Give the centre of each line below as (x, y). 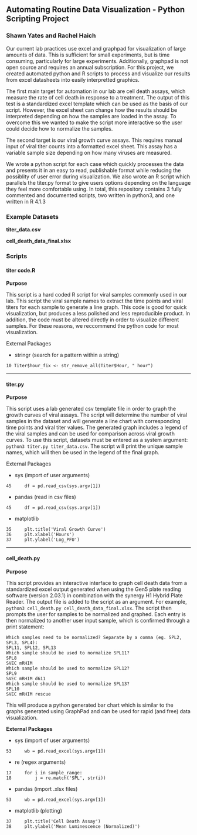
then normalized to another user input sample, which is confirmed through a (98, 620)
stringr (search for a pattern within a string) (67, 355)
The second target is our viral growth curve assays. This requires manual (94, 140)
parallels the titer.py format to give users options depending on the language (98, 182)
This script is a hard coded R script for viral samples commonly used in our (97, 295)
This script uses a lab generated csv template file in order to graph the (91, 409)
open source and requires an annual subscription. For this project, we (90, 67)
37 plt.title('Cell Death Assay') (53, 821)
